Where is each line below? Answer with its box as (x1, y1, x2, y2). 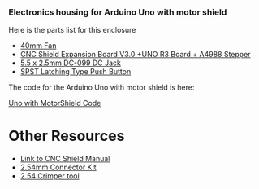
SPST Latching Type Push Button (19, 67, 132, 77)
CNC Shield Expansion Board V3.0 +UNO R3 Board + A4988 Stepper (19, 50, 251, 59)
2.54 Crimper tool (19, 171, 80, 181)
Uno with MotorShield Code (8, 99, 101, 108)
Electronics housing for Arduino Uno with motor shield (8, 7, 227, 18)
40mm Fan (19, 41, 57, 51)
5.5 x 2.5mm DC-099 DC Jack (19, 58, 122, 68)
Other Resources (8, 127, 125, 145)
